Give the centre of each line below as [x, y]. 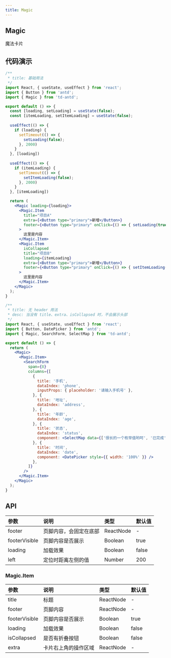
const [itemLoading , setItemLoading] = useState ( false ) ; [72, 116]
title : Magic [19, 10]
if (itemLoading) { [35, 168]
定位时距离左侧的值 [66, 560]
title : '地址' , [52, 400]
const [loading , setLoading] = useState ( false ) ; [62, 111]
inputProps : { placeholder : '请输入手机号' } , [85, 391]
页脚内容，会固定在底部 [71, 531]
